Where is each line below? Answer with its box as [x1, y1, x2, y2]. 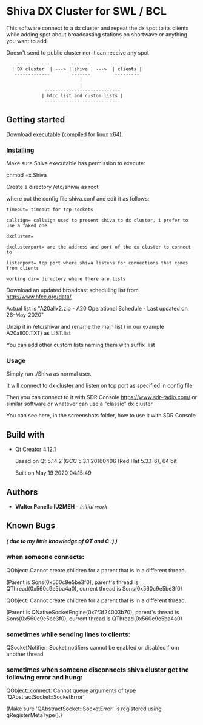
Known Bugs [6, 521, 56, 531]
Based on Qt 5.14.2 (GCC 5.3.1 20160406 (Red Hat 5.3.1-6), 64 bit [15, 458, 177, 465]
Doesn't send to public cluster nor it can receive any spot [6, 49, 150, 56]
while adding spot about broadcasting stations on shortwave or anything [6, 30, 188, 38]
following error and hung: [6, 673, 83, 681]
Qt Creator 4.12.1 [15, 445, 56, 453]
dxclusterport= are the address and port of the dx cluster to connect [6, 244, 191, 250]
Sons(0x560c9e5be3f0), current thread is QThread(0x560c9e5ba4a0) [6, 615, 183, 622]
